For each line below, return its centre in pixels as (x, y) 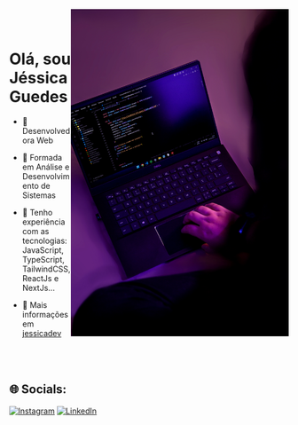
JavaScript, (43, 250)
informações (45, 314)
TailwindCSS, (46, 269)
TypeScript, (43, 259)
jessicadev (42, 333)
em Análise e (46, 167)
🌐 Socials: (38, 390)
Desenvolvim (46, 176)
